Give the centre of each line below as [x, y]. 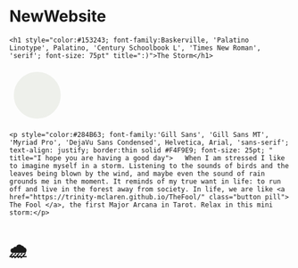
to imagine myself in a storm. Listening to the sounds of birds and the [149, 166]
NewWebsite [58, 16]
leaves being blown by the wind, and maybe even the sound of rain [137, 174]
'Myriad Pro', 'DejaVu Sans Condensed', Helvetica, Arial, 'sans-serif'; [149, 142]
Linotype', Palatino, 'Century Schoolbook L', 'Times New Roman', [135, 48]
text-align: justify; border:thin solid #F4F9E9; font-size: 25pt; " [141, 150]
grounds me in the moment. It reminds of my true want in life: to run [145, 181]
